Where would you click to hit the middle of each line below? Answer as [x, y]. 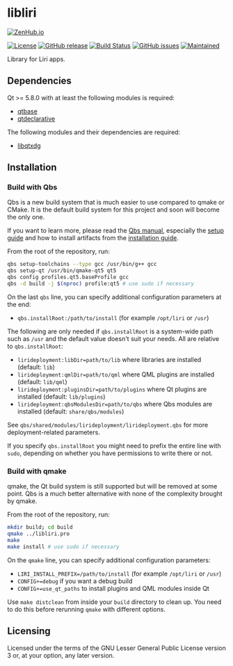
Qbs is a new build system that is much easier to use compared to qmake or [116, 203]
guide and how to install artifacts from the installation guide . [93, 238]
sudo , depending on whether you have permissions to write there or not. [110, 453]
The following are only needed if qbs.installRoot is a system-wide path [110, 331]
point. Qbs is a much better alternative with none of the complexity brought [115, 494]
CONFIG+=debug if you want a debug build [75, 581]
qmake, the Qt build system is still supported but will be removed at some [112, 486]
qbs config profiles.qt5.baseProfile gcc [68, 277]
